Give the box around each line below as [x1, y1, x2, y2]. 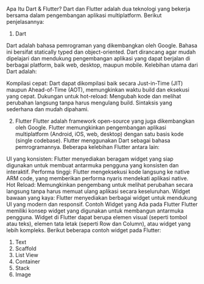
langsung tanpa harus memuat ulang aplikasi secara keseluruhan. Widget [6, 188, 191, 195]
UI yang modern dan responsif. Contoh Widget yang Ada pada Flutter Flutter [6, 201, 198, 208]
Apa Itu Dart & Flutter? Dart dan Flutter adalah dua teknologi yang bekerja [6, 5, 191, 12]
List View [15, 252, 38, 258]
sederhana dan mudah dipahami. [6, 106, 90, 112]
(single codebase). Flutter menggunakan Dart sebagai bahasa [15, 137, 171, 144]
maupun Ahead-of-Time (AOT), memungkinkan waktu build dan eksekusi [6, 86, 190, 93]
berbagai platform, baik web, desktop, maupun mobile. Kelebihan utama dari [6, 61, 198, 68]
